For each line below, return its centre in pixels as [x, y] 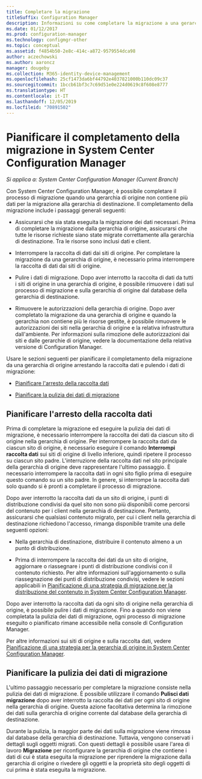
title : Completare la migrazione [48, 12]
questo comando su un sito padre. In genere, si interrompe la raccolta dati [98, 480]
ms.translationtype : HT [36, 91]
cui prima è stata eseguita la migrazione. [57, 770]
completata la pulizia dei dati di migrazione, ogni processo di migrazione [96, 617]
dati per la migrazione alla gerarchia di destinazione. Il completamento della [100, 204]
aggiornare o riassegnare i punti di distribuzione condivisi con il [93, 566]
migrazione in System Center [80, 150]
